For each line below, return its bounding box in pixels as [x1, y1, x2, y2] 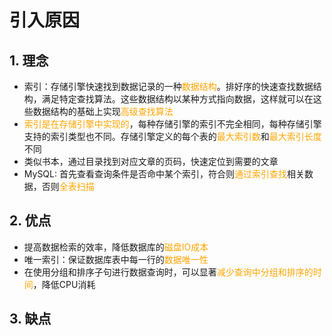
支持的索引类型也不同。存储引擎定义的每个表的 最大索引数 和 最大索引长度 [23, 131, 322, 142]
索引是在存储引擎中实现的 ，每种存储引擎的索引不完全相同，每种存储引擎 [23, 118, 322, 130]
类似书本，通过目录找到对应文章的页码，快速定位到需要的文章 [23, 156, 279, 167]
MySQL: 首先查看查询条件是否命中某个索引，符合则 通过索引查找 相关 [23, 168, 305, 180]
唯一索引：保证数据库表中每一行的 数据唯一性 [23, 253, 209, 265]
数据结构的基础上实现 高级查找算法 [32, 106, 174, 117]
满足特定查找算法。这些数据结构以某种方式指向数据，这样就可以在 [41, 93, 314, 105]
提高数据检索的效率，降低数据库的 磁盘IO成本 [23, 241, 209, 253]
